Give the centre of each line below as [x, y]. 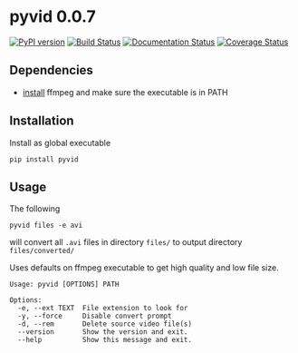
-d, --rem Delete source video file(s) [105, 324]
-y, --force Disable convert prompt [95, 316]
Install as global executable [60, 142]
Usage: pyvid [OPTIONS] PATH [64, 284]
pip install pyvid [44, 159]
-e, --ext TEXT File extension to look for [103, 309]
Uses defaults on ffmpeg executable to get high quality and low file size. [144, 268]
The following [35, 209]
